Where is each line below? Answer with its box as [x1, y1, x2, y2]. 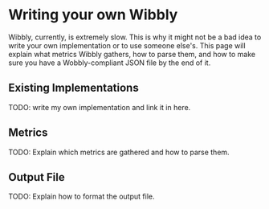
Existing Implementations [8, 81, 139, 95]
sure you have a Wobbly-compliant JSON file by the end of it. [8, 58, 211, 68]
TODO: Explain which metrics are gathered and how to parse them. [8, 147, 230, 157]
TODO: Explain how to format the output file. [8, 191, 155, 202]
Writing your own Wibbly [8, 6, 178, 24]
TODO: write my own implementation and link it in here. [8, 102, 191, 112]
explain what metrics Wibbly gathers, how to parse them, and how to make [8, 49, 255, 59]
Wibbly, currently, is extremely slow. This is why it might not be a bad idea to [8, 32, 262, 42]
